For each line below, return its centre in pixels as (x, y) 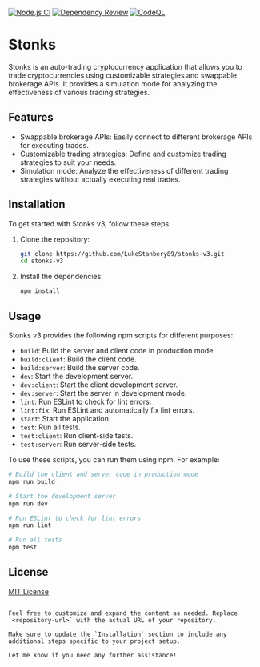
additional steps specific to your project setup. (94, 641)
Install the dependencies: (62, 277)
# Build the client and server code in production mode (103, 474)
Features (31, 117)
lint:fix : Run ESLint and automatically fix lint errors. (107, 410)
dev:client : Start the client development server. (99, 385)
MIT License (29, 591)
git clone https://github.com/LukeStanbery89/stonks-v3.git (122, 254)
